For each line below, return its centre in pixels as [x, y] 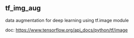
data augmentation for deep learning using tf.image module [67, 20]
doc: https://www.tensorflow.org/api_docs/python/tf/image [66, 30]
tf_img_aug [23, 8]
